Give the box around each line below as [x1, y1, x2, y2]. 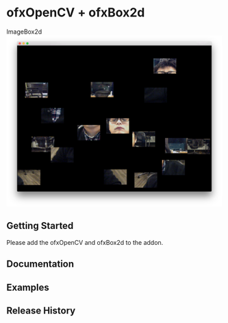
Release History [6, 305, 76, 317]
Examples [6, 281, 49, 293]
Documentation [6, 259, 75, 270]
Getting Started [6, 220, 74, 232]
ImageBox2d [6, 27, 42, 36]
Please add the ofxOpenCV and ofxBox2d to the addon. [6, 238, 164, 246]
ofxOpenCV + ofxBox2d [6, 5, 145, 21]
